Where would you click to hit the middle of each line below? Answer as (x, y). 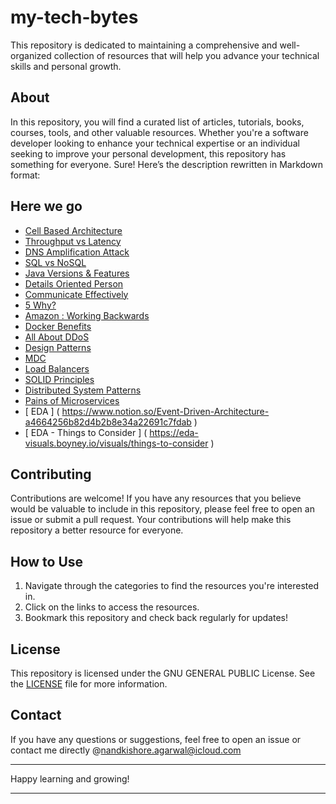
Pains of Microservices (72, 400)
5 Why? (40, 305)
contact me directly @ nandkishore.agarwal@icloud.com (126, 750)
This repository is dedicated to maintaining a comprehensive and (144, 45)
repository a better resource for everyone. (97, 530)
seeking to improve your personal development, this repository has (148, 153)
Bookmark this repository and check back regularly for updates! (156, 618)
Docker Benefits (58, 326)
